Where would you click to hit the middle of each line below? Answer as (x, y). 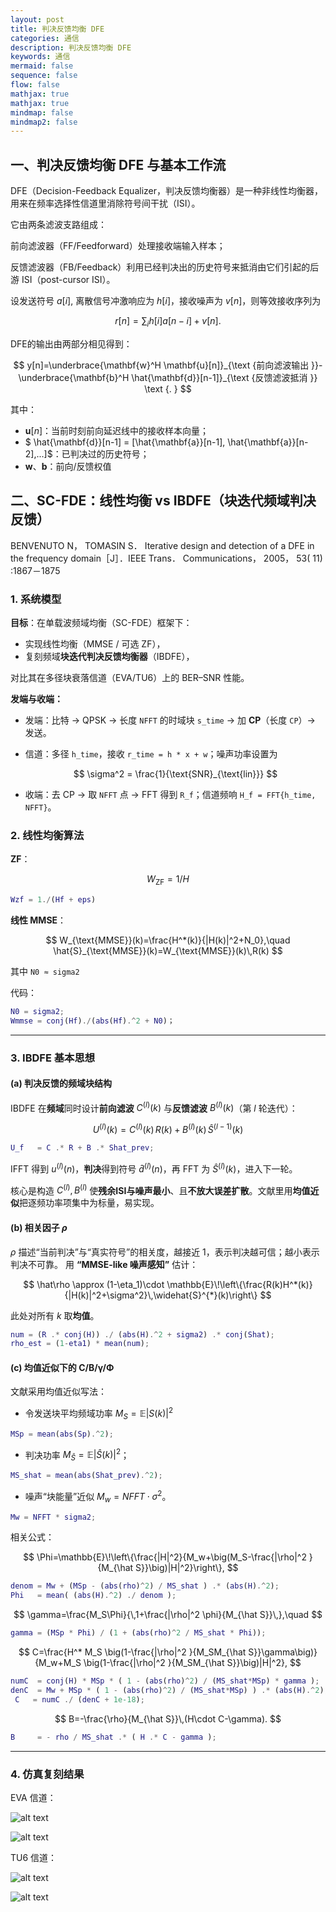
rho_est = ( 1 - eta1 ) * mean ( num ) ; (80, 1344)
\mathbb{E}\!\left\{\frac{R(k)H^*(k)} (239, 1284)
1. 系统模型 (36, 599)
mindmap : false (42, 112)
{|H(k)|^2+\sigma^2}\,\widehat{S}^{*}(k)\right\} (161, 1295)
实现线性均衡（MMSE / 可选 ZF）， (95, 643)
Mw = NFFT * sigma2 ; (53, 1517)
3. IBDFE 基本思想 (53, 1058)
